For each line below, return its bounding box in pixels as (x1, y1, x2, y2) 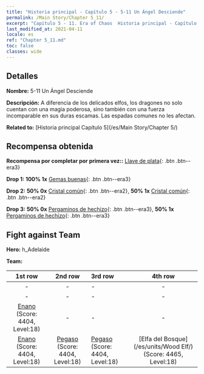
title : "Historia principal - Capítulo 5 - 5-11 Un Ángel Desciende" (6, 9, 186, 15)
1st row (15, 272, 38, 280)
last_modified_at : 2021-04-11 (6, 26, 83, 32)
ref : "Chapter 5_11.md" (6, 37, 67, 43)
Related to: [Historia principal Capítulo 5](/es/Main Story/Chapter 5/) (6, 123, 178, 131)
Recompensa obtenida (6, 141, 93, 151)
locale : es (6, 32, 34, 38)
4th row (151, 272, 175, 280)
